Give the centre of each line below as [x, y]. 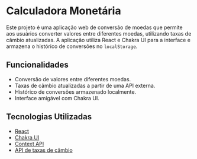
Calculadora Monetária [64, 11]
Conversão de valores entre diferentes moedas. [73, 79]
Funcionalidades [38, 65]
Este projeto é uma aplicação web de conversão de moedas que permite [94, 27]
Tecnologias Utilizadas [49, 117]
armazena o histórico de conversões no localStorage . [72, 46]
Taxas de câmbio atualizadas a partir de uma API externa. [85, 85]
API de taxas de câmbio [43, 150]
